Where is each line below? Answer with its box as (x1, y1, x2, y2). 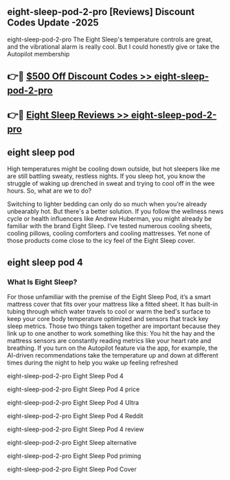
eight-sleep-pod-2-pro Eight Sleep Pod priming (7, 452, 141, 460)
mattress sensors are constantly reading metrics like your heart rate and (7, 337, 211, 345)
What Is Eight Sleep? (7, 277, 78, 287)
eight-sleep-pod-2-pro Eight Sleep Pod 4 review (7, 425, 144, 433)
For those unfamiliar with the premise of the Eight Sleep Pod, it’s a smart (7, 293, 211, 301)
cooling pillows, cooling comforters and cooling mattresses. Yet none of (7, 229, 211, 237)
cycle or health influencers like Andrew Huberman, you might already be (7, 215, 212, 223)
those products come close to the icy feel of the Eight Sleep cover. (7, 237, 196, 245)
